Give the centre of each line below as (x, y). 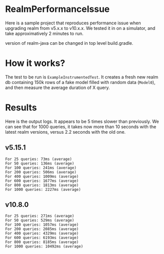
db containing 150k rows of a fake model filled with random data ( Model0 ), (80, 82)
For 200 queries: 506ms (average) (41, 172)
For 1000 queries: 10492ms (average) (44, 247)
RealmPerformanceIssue (57, 9)
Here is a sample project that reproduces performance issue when (73, 23)
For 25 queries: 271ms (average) (40, 216)
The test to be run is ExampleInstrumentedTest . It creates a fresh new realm (82, 77)
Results (21, 108)
